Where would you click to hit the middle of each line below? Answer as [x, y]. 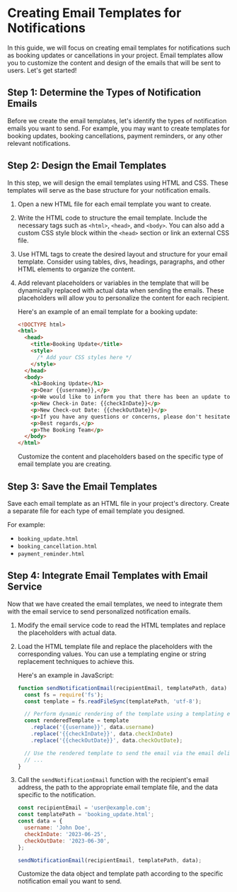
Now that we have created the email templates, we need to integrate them [115, 604]
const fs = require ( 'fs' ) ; [64, 695]
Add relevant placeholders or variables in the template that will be [113, 283]
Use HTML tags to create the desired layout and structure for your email [122, 254]
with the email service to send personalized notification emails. [99, 611]
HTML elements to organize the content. [76, 269]
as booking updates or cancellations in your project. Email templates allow [115, 55]
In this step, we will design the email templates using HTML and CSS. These [118, 183]
